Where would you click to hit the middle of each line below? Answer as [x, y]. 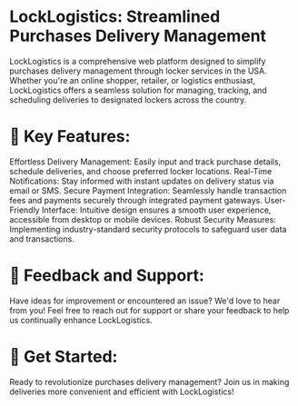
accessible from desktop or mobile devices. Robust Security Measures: [143, 219]
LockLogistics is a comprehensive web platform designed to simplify [138, 61]
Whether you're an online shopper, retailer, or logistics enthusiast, [133, 80]
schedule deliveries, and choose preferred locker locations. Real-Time [141, 171]
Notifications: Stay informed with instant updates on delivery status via [142, 181]
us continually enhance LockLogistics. [81, 320]
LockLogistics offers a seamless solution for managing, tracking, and [139, 90]
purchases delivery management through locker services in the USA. [139, 71]
